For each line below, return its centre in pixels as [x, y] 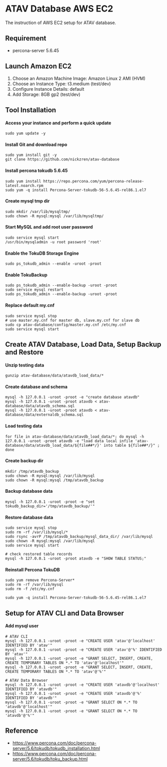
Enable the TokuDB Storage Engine [42, 253]
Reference [22, 731]
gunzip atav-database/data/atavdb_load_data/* [54, 376]
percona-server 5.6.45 [35, 50]
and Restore [24, 352]
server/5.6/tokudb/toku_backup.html [50, 759]
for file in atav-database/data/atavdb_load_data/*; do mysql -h [74, 437]
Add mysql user [22, 626]
